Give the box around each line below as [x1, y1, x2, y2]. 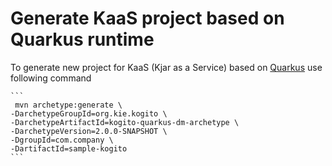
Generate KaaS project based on [10, 7, 285, 30]
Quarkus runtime [10, 28, 155, 51]
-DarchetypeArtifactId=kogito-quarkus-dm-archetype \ [10, 117, 240, 127]
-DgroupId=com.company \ [10, 135, 114, 145]
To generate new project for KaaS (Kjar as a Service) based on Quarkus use [10, 61, 323, 73]
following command [10, 72, 92, 84]
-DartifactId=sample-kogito [10, 143, 128, 154]
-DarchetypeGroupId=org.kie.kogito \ [10, 108, 168, 119]
